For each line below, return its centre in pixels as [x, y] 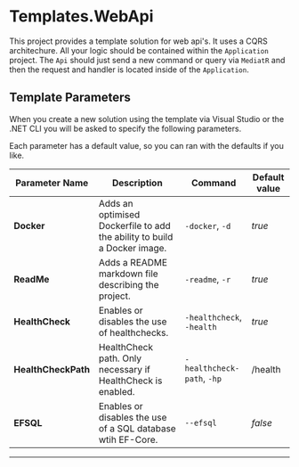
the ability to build [136, 236]
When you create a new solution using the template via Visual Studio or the [147, 119]
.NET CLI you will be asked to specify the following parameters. [125, 128]
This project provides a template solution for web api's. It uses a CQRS [139, 41]
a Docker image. [133, 248]
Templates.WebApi [81, 16]
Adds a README [133, 262]
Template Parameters [70, 98]
